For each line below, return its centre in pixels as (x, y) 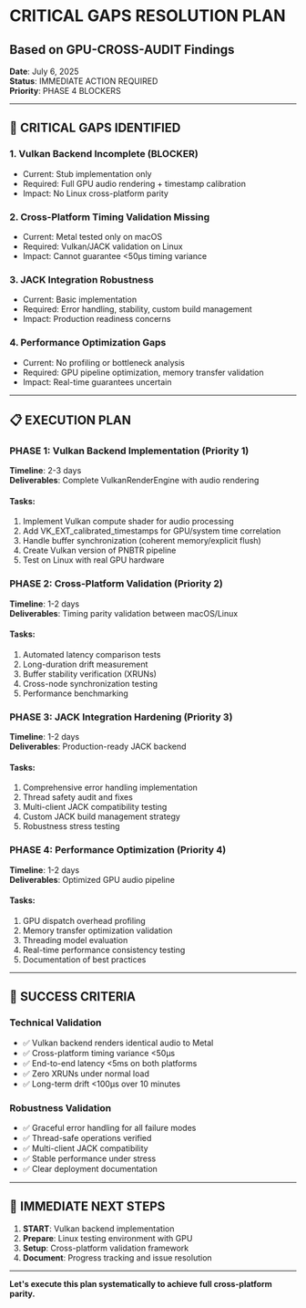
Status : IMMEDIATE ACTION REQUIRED (84, 81)
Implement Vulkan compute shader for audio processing (128, 522)
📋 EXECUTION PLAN (71, 420)
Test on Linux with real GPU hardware (94, 560)
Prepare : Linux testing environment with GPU (107, 1238)
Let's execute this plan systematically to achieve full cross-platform (141, 1283)
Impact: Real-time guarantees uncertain (97, 382)
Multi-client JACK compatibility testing (95, 807)
